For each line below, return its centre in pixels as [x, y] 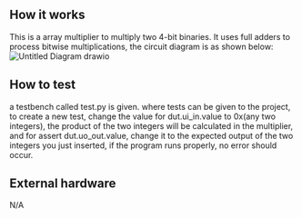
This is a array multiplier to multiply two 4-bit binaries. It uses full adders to [150, 36]
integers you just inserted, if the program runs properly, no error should [143, 145]
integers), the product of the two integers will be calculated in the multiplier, [151, 125]
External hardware [63, 184]
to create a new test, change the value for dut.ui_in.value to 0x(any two [142, 116]
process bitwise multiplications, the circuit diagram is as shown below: [141, 46]
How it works [47, 15]
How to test [42, 85]
